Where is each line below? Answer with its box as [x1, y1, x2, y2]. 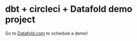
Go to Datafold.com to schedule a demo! [5, 30, 88, 36]
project [5, 14, 36, 25]
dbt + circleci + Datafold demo [5, 3, 133, 15]
